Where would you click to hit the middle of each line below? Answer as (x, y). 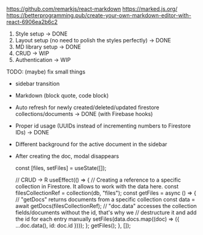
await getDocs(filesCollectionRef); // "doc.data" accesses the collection (106, 206)
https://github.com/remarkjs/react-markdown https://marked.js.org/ (92, 9)
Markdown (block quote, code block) (62, 95)
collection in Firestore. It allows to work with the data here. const (97, 186)
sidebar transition (37, 83)
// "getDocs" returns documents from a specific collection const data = (105, 199)
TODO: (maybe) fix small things (46, 72)
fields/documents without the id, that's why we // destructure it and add (106, 212)
